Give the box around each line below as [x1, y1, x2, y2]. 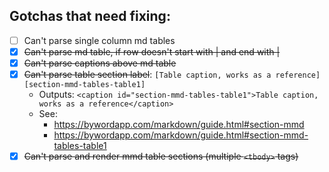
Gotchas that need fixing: [9, 8, 171, 25]
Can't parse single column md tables [23, 34, 176, 46]
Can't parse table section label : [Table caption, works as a [23, 69, 272, 80]
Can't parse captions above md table [23, 57, 177, 69]
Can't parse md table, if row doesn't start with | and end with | [23, 45, 281, 58]
